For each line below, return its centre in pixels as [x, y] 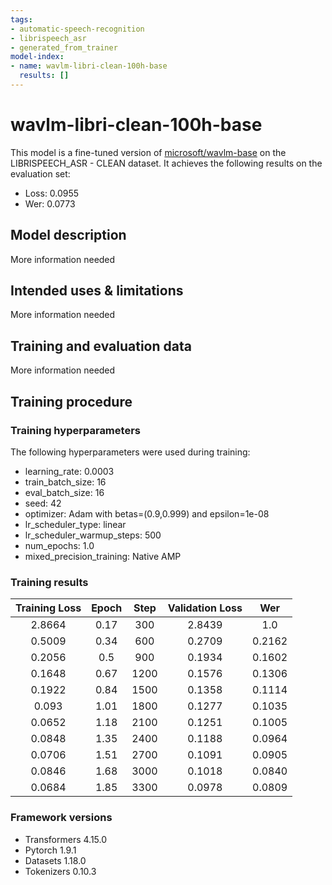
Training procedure [71, 401]
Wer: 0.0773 [50, 203]
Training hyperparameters [75, 430]
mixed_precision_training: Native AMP [103, 556]
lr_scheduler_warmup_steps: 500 [93, 535]
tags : [21, 19]
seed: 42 [43, 503]
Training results [49, 582]
